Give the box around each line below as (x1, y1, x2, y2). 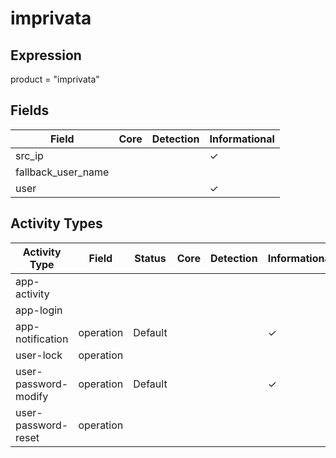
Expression (10, 47, 82, 64)
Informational (209, 132, 275, 146)
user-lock (15, 348, 63, 362)
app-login (15, 303, 63, 317)
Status (134, 251, 167, 265)
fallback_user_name (15, 165, 110, 179)
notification (15, 332, 69, 346)
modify (15, 389, 49, 403)
